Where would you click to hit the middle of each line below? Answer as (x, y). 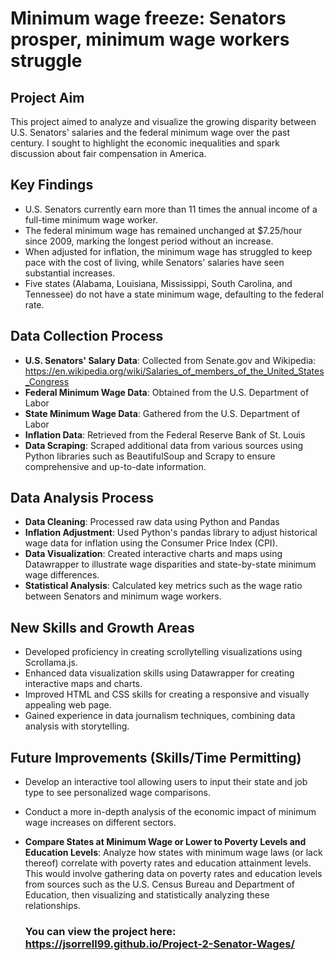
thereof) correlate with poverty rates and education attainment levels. (168, 863)
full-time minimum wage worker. (91, 219)
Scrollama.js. (51, 663)
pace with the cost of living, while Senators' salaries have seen (154, 262)
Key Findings (52, 185)
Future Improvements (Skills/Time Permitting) (156, 757)
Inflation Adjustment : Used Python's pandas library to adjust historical (171, 533)
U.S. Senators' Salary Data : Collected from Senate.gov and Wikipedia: (170, 360)
